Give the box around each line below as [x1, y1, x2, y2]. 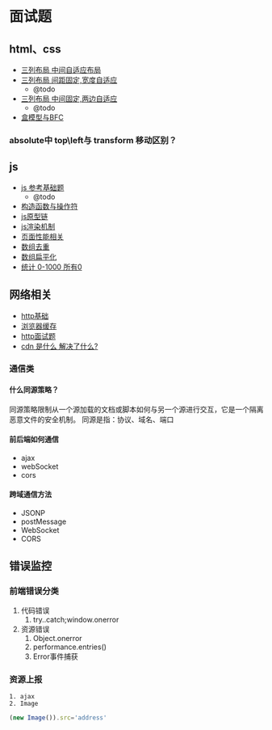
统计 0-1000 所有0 [20, 262, 82, 272]
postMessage [20, 517, 67, 526]
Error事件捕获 [32, 652, 79, 661]
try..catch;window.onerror [32, 614, 119, 624]
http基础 [20, 310, 49, 320]
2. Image [9, 700, 39, 708]
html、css [9, 42, 61, 56]
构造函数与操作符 [20, 201, 78, 211]
